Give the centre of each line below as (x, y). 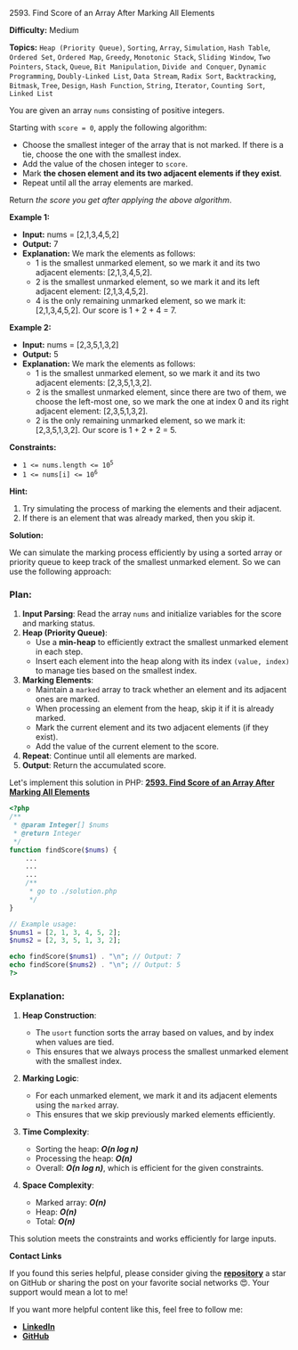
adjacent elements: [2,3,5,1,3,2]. (94, 383)
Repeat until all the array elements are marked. (108, 183)
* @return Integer (47, 833)
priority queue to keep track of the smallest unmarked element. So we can (145, 562)
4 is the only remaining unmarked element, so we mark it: (141, 301)
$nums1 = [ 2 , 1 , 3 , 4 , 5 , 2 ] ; (65, 932)
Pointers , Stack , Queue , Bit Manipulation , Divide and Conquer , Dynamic (138, 66)
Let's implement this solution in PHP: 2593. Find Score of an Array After (142, 782)
